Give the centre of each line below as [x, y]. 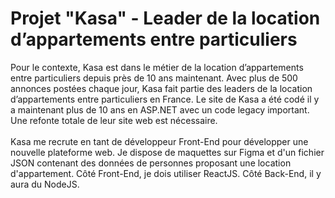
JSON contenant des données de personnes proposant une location [151, 163]
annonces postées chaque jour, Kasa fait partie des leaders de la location [161, 88]
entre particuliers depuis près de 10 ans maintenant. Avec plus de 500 [154, 78]
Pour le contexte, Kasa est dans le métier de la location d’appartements [157, 67]
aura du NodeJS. [45, 184]
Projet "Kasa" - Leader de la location [165, 18]
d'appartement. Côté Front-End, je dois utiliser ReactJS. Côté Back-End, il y [166, 173]
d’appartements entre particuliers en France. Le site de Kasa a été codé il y [165, 99]
